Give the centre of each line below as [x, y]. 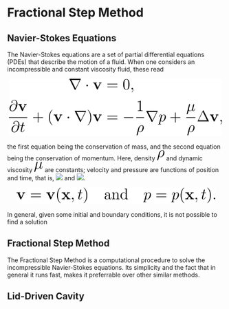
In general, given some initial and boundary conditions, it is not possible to [112, 214]
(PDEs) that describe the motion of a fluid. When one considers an [101, 62]
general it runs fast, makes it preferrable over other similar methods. [104, 275]
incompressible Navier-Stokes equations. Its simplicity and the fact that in [111, 267]
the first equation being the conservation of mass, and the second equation [114, 147]
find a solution [28, 222]
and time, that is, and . [46, 178]
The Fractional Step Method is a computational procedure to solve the [106, 260]
